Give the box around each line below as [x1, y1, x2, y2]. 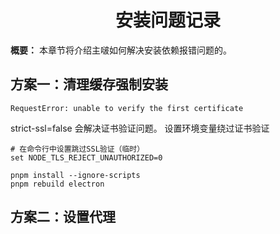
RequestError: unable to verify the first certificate [10, 103, 244, 113]
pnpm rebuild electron [10, 179, 105, 189]
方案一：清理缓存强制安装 [10, 76, 168, 93]
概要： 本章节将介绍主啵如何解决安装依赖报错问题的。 [10, 44, 232, 56]
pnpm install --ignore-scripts [10, 170, 141, 180]
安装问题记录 [114, 9, 221, 32]
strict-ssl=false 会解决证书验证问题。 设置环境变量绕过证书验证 [10, 122, 270, 134]
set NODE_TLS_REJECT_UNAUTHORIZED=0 [10, 152, 163, 163]
